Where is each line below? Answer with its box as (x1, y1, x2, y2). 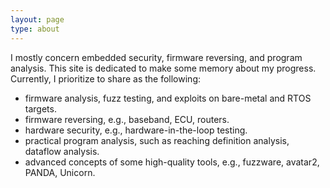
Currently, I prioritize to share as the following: (10, 72, 202, 85)
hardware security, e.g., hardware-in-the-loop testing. (24, 124, 248, 136)
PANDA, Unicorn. (24, 166, 96, 178)
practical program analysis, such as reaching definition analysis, (24, 134, 290, 146)
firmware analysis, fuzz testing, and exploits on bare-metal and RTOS (24, 92, 312, 104)
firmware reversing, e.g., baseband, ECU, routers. (24, 113, 230, 125)
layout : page (10, 14, 65, 25)
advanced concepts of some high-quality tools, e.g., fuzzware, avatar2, (24, 156, 320, 168)
